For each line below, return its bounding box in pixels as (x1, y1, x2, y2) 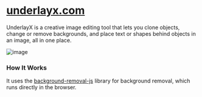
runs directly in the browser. (6, 84, 77, 91)
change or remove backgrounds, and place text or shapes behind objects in (6, 30, 197, 37)
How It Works (6, 63, 47, 72)
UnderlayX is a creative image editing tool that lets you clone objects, (6, 24, 180, 31)
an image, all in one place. (6, 36, 72, 44)
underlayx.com (6, 4, 85, 18)
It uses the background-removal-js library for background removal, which (6, 77, 190, 85)
